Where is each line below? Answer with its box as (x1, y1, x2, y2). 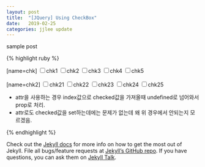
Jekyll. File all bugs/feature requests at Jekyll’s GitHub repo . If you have (6, 147, 187, 155)
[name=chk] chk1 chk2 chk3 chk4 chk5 (6, 67, 144, 75)
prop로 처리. (15, 102, 45, 109)
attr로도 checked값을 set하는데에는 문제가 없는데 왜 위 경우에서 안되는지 (15, 109, 189, 116)
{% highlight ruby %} (6, 54, 59, 62)
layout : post (6, 9, 40, 15)
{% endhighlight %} (6, 129, 56, 136)
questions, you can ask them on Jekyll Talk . (6, 154, 117, 161)
